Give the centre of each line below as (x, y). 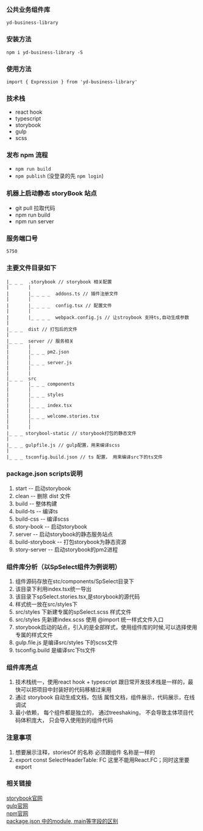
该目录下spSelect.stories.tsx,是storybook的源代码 (77, 596)
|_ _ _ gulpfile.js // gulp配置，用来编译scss (63, 445)
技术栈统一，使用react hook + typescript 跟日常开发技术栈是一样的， (101, 682)
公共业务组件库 (28, 9)
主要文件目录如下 (31, 268)
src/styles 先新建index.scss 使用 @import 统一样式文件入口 (89, 619)
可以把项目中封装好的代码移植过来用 (66, 690)
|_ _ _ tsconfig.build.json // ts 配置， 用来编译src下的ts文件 (84, 457)
